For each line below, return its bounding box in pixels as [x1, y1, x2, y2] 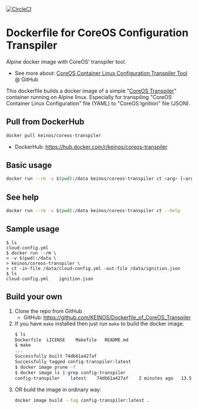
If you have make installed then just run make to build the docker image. [14, 320, 184, 327]
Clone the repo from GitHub [14, 307, 82, 315]
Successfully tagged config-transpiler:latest [14, 359, 131, 365]
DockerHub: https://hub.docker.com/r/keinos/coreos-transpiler [14, 143, 168, 150]
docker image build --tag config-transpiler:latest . [14, 397, 150, 403]
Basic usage [6, 160, 52, 170]
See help [6, 192, 39, 202]
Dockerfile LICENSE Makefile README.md [14, 337, 128, 343]
